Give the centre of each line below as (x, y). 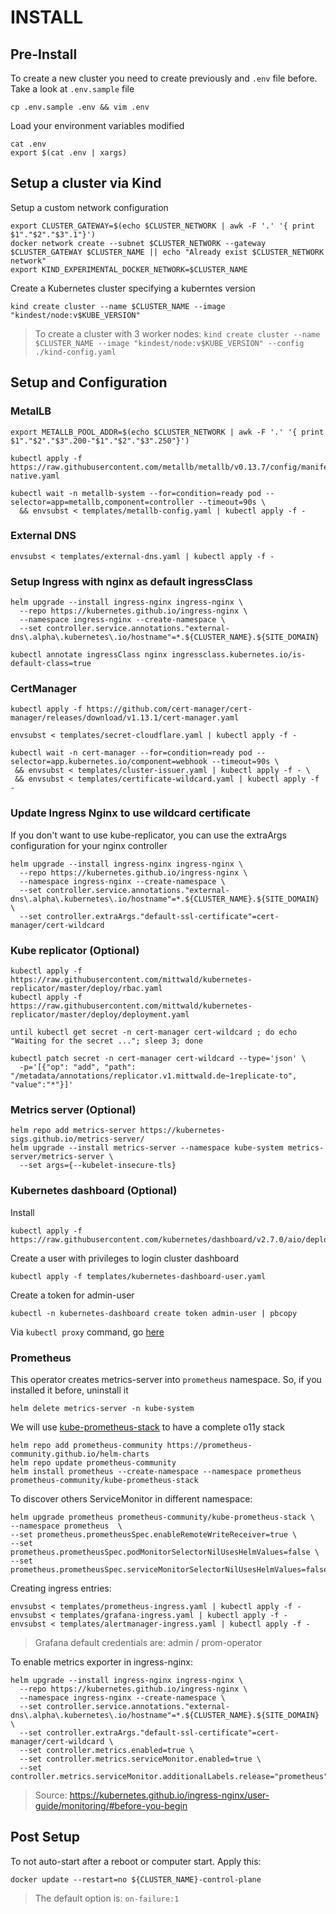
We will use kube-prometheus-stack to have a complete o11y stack (148, 1427)
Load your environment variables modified (97, 125)
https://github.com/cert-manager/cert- (169, 709)
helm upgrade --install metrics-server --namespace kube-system (147, 1148)
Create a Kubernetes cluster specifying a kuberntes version (133, 288)
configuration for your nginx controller (89, 845)
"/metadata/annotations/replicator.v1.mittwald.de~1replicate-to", (154, 1076)
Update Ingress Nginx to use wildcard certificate (130, 813)
